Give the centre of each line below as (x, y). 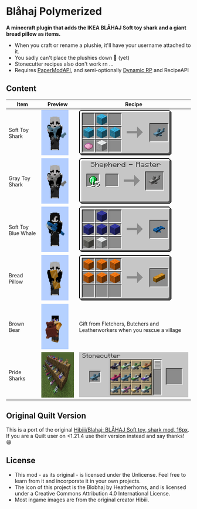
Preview (58, 104)
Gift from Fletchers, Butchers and (119, 324)
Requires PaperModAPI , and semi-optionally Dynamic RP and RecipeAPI (102, 70)
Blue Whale (22, 233)
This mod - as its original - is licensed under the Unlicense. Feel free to (100, 474)
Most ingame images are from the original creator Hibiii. (82, 500)
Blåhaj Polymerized (54, 11)
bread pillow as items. (33, 33)
